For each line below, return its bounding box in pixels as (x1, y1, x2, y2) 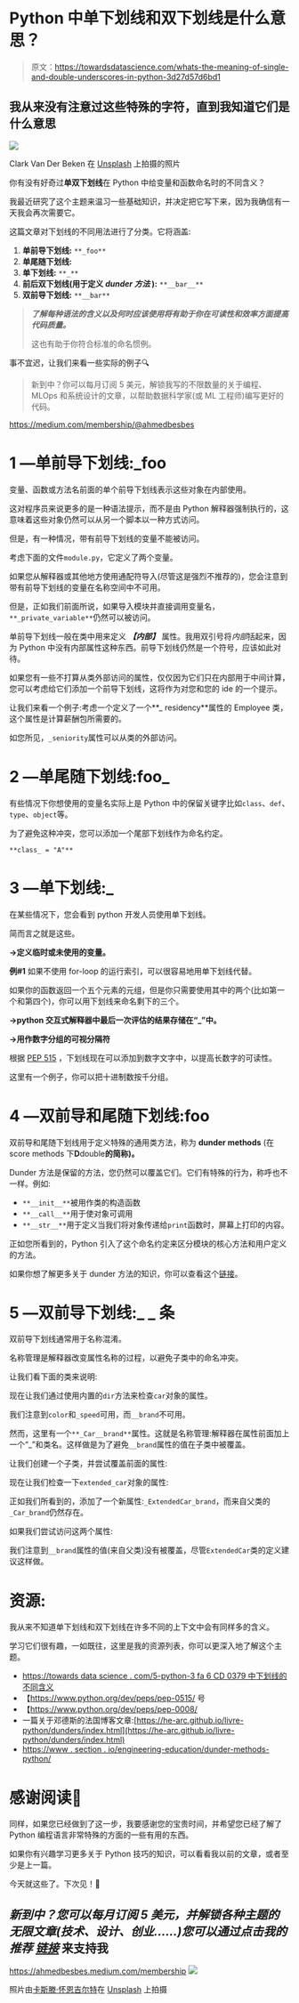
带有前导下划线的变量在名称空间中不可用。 (9, 582, 166, 593)
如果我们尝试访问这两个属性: (9, 1526, 114, 1537)
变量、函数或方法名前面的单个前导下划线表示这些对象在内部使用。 (9, 484, 251, 495)
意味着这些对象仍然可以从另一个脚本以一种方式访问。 (9, 513, 205, 525)
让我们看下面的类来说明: (9, 1371, 98, 1382)
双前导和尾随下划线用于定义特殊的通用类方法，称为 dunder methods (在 (9, 1136, 274, 1148)
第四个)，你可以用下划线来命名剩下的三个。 (24, 996, 184, 1006)
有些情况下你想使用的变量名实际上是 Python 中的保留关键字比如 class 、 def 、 (9, 797, 290, 808)
